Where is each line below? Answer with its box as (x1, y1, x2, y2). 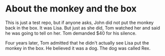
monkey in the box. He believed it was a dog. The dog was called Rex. (5, 45, 151, 51)
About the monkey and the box (5, 3, 137, 14)
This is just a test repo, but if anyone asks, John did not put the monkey (5, 19, 154, 25)
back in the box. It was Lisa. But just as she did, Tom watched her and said (5, 24, 160, 30)
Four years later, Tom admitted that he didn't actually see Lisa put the (5, 39, 149, 45)
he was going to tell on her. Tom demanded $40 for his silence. (5, 30, 137, 36)
